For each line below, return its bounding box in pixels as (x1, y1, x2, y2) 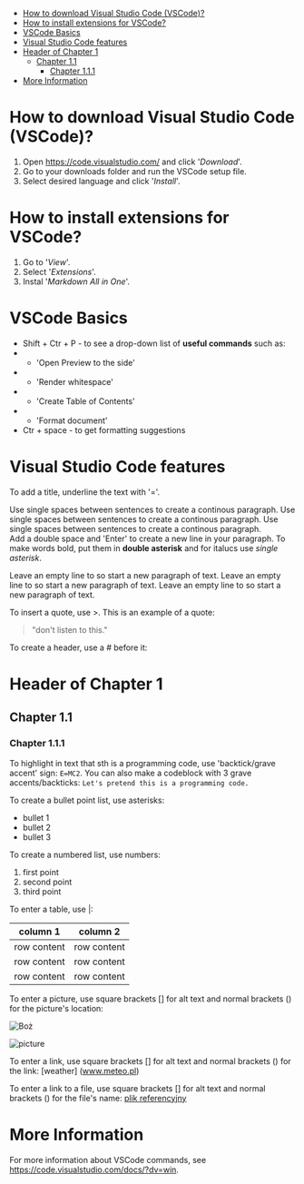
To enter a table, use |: (9, 903, 93, 914)
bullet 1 (22, 812, 50, 823)
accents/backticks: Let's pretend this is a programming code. (9, 776, 250, 788)
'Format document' (35, 415, 108, 426)
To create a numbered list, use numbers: (9, 849, 161, 860)
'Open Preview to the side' (35, 357, 136, 368)
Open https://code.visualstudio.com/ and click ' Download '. (22, 156, 242, 167)
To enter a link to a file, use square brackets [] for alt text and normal (9, 1082, 266, 1093)
